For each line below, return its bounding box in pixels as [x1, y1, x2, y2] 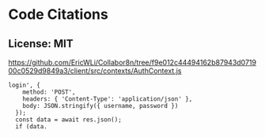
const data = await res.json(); [15, 116, 123, 124]
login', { [8, 81, 41, 89]
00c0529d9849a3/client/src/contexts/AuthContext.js [8, 66, 182, 76]
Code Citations [8, 6, 108, 24]
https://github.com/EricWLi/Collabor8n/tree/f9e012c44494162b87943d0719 [8, 57, 257, 67]
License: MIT [8, 37, 74, 50]
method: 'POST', [22, 88, 77, 96]
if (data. [15, 123, 47, 131]
